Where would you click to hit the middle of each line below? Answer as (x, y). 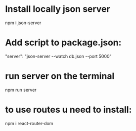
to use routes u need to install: (68, 110)
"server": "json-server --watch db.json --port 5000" (59, 56)
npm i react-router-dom (29, 123)
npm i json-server (23, 23)
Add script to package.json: (63, 43)
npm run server (21, 90)
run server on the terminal (60, 76)
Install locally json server (58, 9)
